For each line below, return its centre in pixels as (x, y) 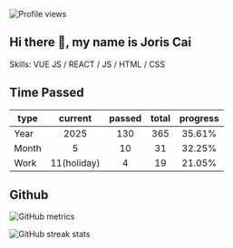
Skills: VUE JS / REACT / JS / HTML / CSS (87, 64)
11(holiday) (75, 163)
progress (199, 118)
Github (29, 195)
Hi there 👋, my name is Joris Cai (101, 42)
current (75, 118)
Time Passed (47, 93)
